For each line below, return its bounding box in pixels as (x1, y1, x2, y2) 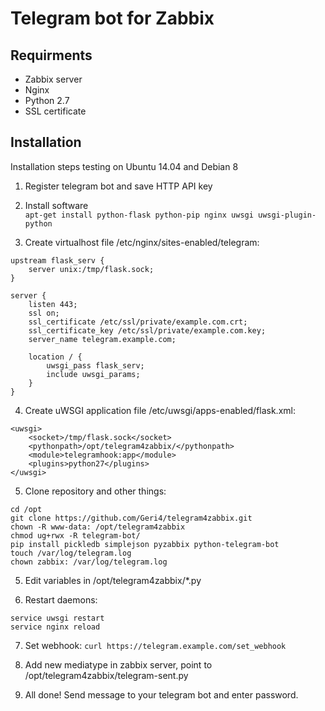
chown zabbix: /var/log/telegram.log (10, 557, 168, 567)
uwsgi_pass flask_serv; (46, 360, 145, 371)
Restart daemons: (24, 593, 98, 606)
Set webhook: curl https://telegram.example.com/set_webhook (24, 639, 287, 651)
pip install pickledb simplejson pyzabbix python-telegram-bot (10, 539, 280, 549)
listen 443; (28, 299, 78, 309)
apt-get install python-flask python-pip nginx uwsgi (24, 210, 254, 220)
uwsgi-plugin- (258, 210, 317, 220)
